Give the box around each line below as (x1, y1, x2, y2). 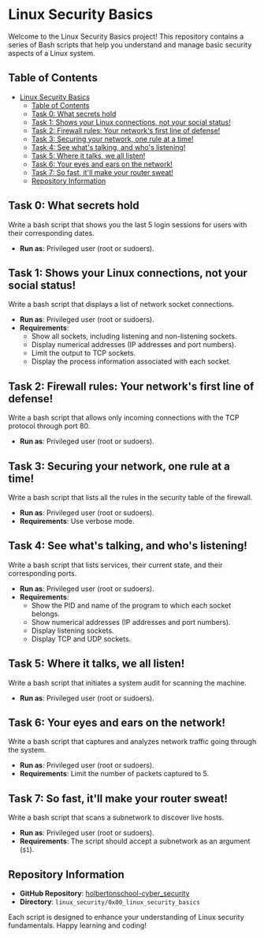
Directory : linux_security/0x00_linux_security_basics (19, 897, 201, 906)
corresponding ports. (8, 568, 77, 577)
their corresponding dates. (8, 228, 95, 237)
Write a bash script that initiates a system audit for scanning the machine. (8, 678, 247, 687)
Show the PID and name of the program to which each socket (31, 600, 232, 610)
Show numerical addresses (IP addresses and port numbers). (31, 617, 231, 626)
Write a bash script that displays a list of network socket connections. (8, 300, 235, 309)
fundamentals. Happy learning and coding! (8, 921, 147, 930)
